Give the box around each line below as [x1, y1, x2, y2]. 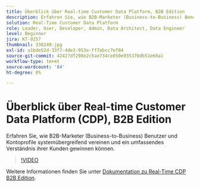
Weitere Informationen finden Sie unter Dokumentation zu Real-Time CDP [6, 168, 186, 175]
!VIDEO [20, 157, 39, 164]
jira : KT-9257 [6, 36, 42, 42]
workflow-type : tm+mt [6, 58, 60, 64]
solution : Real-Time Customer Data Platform [6, 20, 118, 26]
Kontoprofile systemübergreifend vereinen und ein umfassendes [6, 139, 164, 146]
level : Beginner [6, 31, 46, 37]
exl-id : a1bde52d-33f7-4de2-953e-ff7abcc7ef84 [6, 47, 124, 53]
